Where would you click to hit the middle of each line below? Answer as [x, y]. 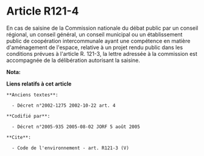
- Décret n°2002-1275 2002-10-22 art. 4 [64, 105]
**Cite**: [19, 137]
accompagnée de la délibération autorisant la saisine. [73, 60]
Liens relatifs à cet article [39, 84]
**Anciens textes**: [33, 95]
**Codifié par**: [28, 116]
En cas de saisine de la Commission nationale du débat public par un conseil [102, 28]
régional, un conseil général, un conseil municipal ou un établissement [94, 34]
